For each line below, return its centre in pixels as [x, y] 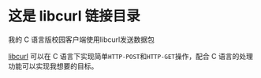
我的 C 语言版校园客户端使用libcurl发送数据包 [82, 39]
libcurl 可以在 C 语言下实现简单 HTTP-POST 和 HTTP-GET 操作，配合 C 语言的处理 [131, 56]
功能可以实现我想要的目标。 [53, 66]
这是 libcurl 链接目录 [74, 16]
